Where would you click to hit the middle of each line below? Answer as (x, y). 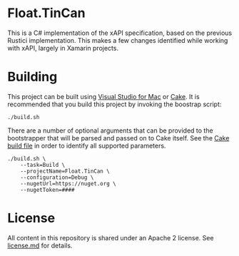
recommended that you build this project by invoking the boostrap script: (115, 104)
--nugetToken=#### (47, 190)
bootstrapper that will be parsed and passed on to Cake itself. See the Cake (118, 138)
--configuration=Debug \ (57, 177)
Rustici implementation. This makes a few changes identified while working (118, 40)
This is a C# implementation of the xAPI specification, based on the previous (120, 33)
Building (32, 77)
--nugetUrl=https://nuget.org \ (68, 183)
